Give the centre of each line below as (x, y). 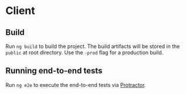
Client (21, 11)
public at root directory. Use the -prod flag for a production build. (84, 53)
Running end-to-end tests (54, 71)
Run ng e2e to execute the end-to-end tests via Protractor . (76, 85)
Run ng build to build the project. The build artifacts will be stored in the (93, 46)
